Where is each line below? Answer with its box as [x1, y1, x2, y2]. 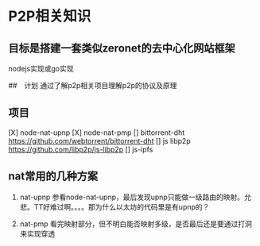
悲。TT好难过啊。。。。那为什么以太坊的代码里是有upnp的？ [19, 202, 210, 211]
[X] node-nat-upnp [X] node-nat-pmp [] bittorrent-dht [8, 128, 185, 137]
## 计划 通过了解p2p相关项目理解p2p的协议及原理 [8, 81, 177, 90]
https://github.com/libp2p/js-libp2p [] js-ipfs [8, 144, 153, 154]
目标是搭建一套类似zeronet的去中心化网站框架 [8, 41, 236, 55]
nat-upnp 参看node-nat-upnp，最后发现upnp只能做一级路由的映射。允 [19, 192, 252, 202]
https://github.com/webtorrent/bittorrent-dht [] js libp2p [8, 136, 191, 145]
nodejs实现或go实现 [8, 64, 74, 73]
